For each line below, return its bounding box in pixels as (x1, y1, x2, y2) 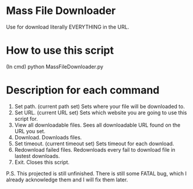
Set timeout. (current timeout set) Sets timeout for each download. (14, 140, 174, 147)
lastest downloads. (14, 152, 60, 159)
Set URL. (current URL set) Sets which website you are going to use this (14, 109, 188, 116)
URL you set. (14, 127, 45, 135)
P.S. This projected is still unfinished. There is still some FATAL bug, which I (6, 170, 187, 177)
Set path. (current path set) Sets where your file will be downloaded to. (14, 103, 185, 110)
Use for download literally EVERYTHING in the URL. (6, 23, 129, 30)
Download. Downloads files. (14, 134, 82, 141)
